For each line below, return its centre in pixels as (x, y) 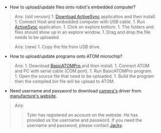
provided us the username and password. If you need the (84, 120)
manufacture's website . (33, 96)
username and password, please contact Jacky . (75, 125)
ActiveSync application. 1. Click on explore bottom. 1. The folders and (84, 27)
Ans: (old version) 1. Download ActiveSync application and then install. (85, 16)
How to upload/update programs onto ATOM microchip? (66, 56)
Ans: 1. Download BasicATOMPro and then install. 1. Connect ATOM (82, 66)
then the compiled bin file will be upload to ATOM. (65, 81)
